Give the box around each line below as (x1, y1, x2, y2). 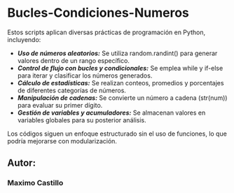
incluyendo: (7, 35, 41, 43)
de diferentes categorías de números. (17, 86, 126, 94)
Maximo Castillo (7, 178, 64, 188)
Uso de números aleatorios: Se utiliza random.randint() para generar (17, 49, 218, 57)
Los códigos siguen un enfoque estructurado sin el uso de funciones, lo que (7, 129, 228, 138)
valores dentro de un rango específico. (17, 56, 130, 64)
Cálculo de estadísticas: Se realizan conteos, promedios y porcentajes (17, 78, 224, 87)
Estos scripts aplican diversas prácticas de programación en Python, (7, 28, 205, 36)
